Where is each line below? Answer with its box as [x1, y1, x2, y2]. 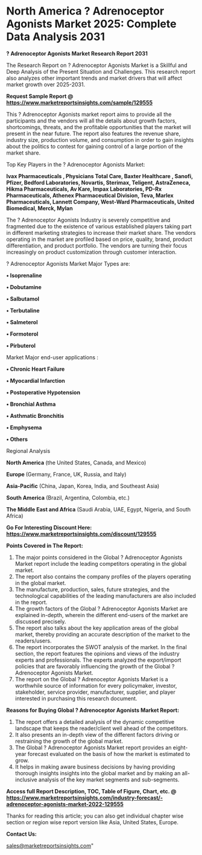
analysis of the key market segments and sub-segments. [38, 776, 180, 783]
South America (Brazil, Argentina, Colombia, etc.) [6, 494, 130, 501]
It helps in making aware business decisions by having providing [14, 763, 175, 770]
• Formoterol [6, 330, 39, 338]
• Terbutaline [6, 307, 40, 314]
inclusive [14, 776, 37, 783]
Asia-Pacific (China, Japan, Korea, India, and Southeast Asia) [6, 482, 160, 490]
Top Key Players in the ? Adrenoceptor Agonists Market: [6, 161, 145, 168]
